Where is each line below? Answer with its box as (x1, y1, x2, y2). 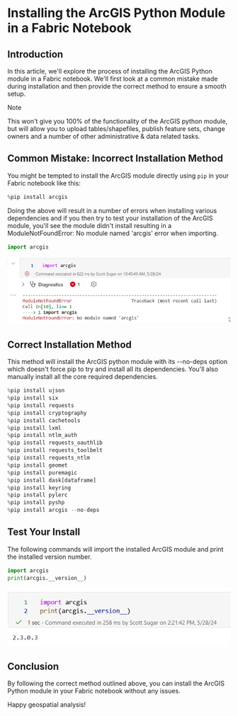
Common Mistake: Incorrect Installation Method (7, 152, 223, 164)
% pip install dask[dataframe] (7, 477, 97, 484)
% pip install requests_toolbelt (7, 447, 103, 454)
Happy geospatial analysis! (7, 700, 86, 709)
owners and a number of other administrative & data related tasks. (7, 132, 200, 140)
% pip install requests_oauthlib (7, 439, 103, 447)
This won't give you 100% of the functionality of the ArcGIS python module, (7, 117, 228, 125)
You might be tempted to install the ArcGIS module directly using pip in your (7, 171, 229, 180)
